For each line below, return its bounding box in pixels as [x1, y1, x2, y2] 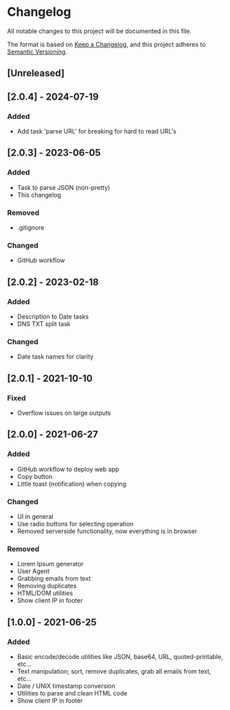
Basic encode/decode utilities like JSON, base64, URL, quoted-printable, [16, 652, 223, 660]
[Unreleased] [7, 67, 65, 79]
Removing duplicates [16, 582, 77, 590]
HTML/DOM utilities [16, 589, 73, 597]
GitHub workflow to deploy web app [16, 465, 119, 473]
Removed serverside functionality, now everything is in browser [16, 527, 198, 535]
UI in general [16, 512, 54, 520]
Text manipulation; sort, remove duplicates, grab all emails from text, [16, 667, 211, 675]
